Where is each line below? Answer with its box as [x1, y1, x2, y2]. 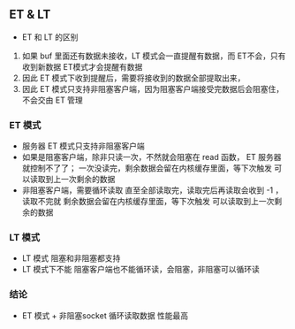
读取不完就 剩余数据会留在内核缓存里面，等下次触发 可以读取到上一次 [21, 196, 275, 207]
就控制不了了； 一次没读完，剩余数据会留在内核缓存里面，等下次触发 [21, 163, 272, 173]
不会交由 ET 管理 [21, 95, 84, 105]
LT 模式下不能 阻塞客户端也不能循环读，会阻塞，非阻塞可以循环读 [21, 264, 261, 275]
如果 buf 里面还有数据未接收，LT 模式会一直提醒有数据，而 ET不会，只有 [21, 50, 286, 61]
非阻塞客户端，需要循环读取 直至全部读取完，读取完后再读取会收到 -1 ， [21, 185, 284, 195]
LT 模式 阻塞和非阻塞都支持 [21, 253, 121, 264]
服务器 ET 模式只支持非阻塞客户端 [21, 141, 146, 151]
